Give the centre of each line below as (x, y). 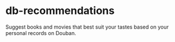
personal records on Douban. (41, 33)
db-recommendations (60, 11)
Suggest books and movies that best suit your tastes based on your (87, 27)
